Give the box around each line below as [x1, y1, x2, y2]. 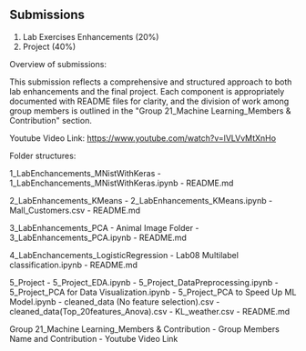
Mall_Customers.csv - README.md [9, 205, 141, 216]
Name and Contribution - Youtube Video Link [9, 333, 178, 344]
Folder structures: [9, 150, 76, 161]
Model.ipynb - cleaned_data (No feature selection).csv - [9, 296, 220, 307]
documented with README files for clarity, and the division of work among [9, 95, 290, 106]
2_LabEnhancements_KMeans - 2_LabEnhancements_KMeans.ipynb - [9, 195, 273, 206]
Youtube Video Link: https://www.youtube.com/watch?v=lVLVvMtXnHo [9, 132, 276, 144]
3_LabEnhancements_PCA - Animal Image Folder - [9, 222, 199, 233]
